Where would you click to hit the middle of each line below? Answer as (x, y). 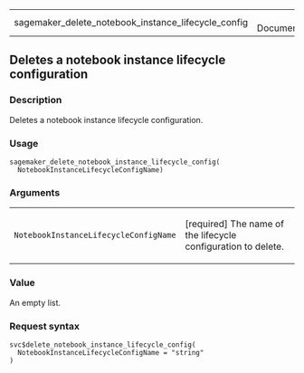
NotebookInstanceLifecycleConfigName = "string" (111, 352)
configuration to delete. (235, 246)
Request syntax (44, 326)
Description (36, 100)
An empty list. (35, 302)
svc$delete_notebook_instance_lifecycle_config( (103, 344)
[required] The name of (235, 224)
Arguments (35, 192)
